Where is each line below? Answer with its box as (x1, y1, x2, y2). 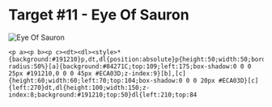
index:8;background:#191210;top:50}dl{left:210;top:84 (8, 91, 198, 99)
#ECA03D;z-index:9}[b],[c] (95, 69, 186, 78)
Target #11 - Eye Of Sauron (8, 6, 189, 24)
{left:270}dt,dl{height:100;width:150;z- (8, 83, 151, 92)
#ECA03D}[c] (218, 76, 259, 84)
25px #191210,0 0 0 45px (8, 69, 92, 78)
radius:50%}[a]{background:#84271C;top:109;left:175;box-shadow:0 (8, 62, 237, 71)
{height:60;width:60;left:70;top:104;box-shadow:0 (8, 76, 183, 84)
